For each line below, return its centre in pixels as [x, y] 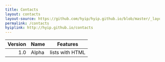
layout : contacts [23, 14]
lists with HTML [68, 53]
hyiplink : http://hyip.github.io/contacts [49, 28]
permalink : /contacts [27, 23]
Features [68, 44]
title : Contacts [22, 10]
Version [17, 44]
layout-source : [21, 19]
